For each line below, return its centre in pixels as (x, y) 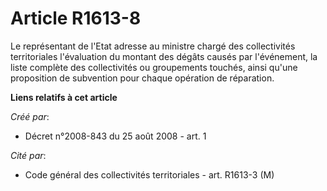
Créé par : (30, 116)
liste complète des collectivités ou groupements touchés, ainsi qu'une (154, 67)
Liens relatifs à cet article (64, 97)
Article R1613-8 (76, 18)
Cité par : (28, 155)
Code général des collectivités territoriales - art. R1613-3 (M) (149, 174)
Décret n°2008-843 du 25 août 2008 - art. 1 (115, 136)
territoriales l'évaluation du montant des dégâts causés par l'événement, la (164, 56)
